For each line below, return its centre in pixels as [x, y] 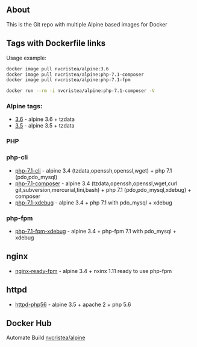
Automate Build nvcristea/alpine [46, 338]
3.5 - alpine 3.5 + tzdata [45, 126]
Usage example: [27, 58]
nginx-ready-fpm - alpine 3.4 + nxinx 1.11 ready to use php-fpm [93, 271]
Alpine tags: [24, 106]
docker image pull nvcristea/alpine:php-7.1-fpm [68, 80]
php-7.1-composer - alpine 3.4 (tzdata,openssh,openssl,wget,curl [96, 183]
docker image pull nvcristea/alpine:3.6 [58, 69]
